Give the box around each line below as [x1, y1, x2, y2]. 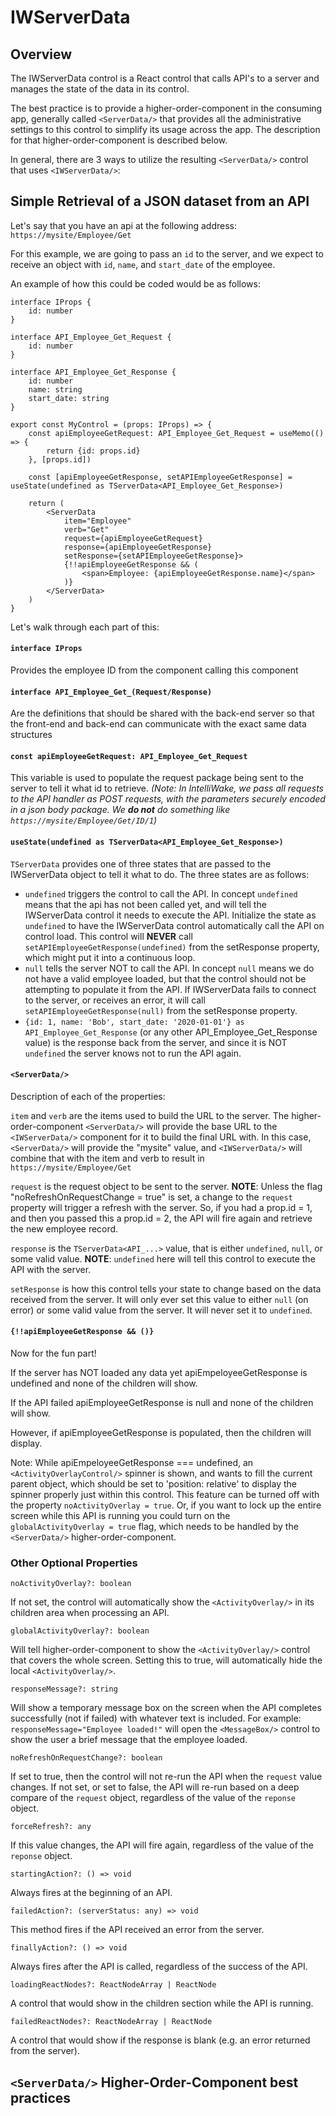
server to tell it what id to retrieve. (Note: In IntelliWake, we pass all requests [10, 782, 324, 795]
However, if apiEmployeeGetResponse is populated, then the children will [10, 1427, 312, 1439]
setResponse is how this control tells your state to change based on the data [10, 1282, 322, 1295]
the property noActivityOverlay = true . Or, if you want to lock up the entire [10, 1499, 322, 1511]
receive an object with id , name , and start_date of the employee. [10, 258, 276, 270]
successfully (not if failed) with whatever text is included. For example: [10, 1712, 302, 1725]
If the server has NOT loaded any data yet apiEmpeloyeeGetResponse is [10, 1367, 308, 1379]
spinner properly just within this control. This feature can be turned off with [10, 1489, 320, 1501]
